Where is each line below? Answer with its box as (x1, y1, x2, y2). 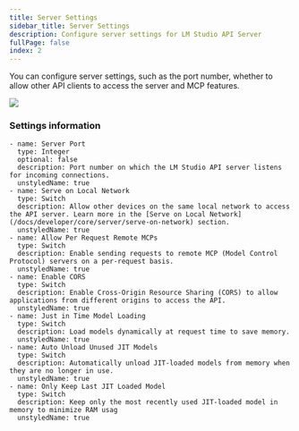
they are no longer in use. (9, 367, 115, 376)
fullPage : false (9, 38, 70, 47)
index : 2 (9, 46, 42, 55)
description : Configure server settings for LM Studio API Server (9, 30, 262, 38)
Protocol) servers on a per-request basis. (9, 257, 175, 266)
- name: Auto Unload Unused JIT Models (9, 343, 158, 352)
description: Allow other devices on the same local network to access (17, 202, 291, 211)
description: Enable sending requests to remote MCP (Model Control (17, 249, 278, 258)
